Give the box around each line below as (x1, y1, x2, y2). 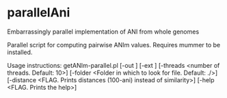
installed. (7, 48, 33, 56)
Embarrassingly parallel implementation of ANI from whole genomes (7, 27, 200, 36)
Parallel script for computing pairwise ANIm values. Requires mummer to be (7, 40, 221, 49)
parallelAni (7, 5, 70, 21)
